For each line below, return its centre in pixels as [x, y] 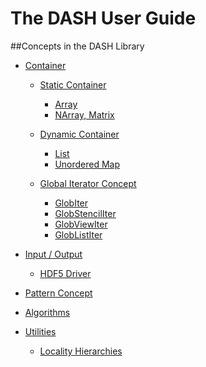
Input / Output [53, 254]
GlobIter [71, 203]
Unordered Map [87, 164]
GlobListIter [78, 234]
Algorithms [47, 312]
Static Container [73, 84]
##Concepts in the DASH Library [77, 46]
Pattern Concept [58, 293]
